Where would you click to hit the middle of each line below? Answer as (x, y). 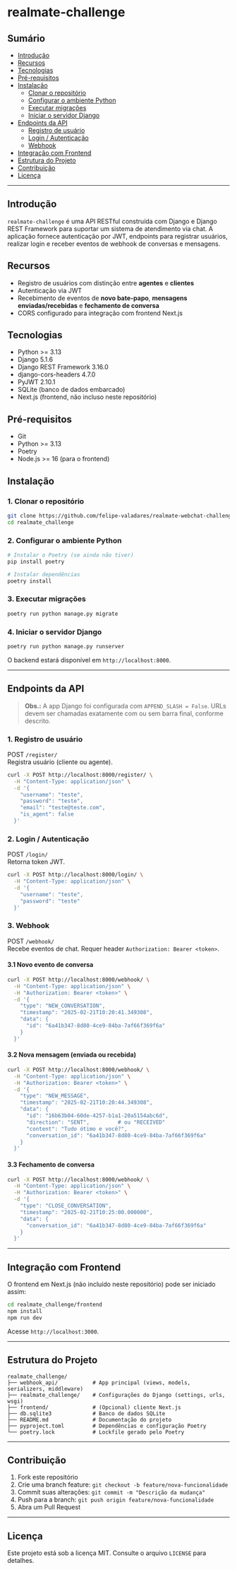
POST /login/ (28, 855)
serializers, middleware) (45, 1388)
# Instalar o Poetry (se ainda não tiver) (71, 555)
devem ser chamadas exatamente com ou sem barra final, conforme (124, 713)
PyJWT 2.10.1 (36, 382)
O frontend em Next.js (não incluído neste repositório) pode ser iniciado (112, 1284)
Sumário (26, 38)
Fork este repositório (48, 1477)
